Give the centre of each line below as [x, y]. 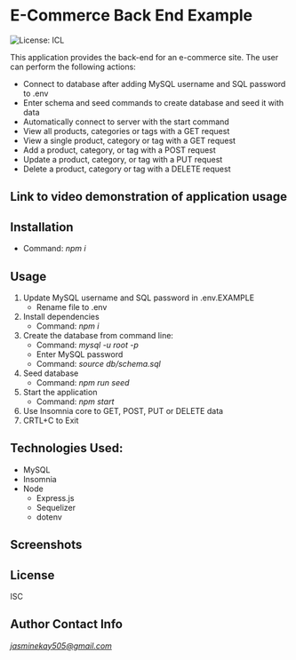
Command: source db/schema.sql [98, 363]
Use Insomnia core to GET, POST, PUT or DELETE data [123, 410]
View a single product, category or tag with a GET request [129, 140]
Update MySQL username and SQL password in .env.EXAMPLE [139, 298]
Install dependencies [61, 316]
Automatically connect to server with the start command [126, 122]
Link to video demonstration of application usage [149, 197]
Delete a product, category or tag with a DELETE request [127, 169]
